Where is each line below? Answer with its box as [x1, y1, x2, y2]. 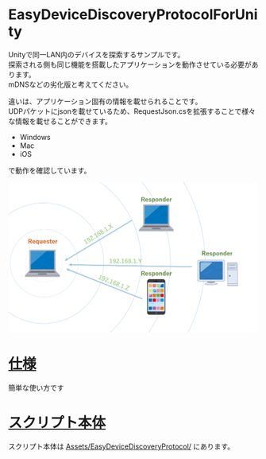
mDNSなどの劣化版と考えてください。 [8, 80, 133, 89]
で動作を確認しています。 [8, 165, 91, 175]
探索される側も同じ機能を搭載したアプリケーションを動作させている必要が [8, 60, 252, 69]
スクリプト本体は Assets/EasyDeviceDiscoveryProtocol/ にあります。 [8, 441, 235, 451]
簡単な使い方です [8, 383, 64, 392]
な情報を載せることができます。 [8, 116, 113, 126]
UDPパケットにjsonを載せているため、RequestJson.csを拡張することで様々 [8, 106, 256, 116]
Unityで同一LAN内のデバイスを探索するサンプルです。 [8, 49, 185, 59]
